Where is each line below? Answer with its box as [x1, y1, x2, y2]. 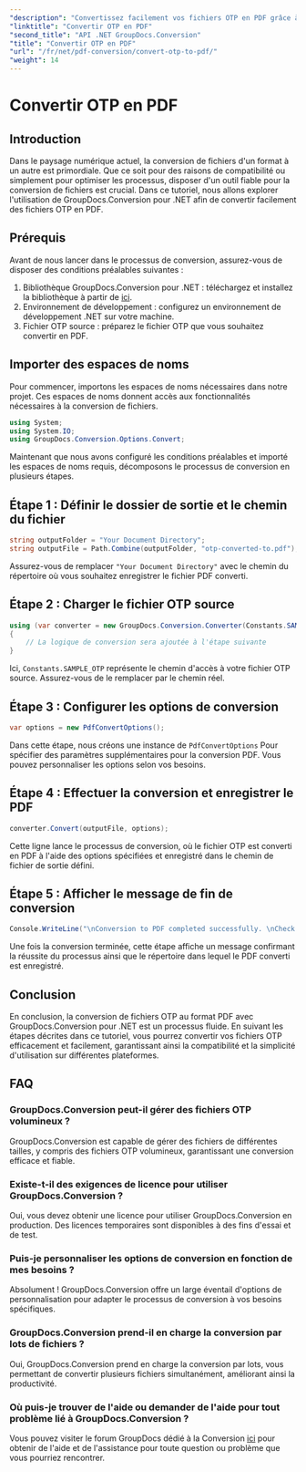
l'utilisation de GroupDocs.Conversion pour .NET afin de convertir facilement [9, 194, 297, 205]
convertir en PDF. [22, 330, 88, 341]
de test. [9, 1228, 38, 1240]
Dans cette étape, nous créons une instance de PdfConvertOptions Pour [9, 740, 279, 751]
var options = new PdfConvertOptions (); [9, 722, 166, 732]
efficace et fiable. [9, 1155, 76, 1166]
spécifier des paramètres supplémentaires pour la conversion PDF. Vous [9, 749, 281, 760]
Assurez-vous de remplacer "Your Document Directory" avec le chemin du [9, 560, 289, 571]
